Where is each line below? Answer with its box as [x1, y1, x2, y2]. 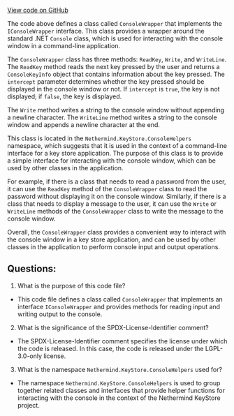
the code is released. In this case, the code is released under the [17, 344, 204, 352]
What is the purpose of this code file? [17, 281, 126, 290]
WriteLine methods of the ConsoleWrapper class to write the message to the [7, 207, 224, 215]
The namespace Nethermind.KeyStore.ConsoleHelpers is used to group [17, 378, 221, 387]
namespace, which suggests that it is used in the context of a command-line [7, 142, 227, 149]
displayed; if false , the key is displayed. [7, 92, 122, 101]
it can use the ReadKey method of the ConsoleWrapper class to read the [7, 185, 207, 193]
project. [17, 401, 40, 409]
